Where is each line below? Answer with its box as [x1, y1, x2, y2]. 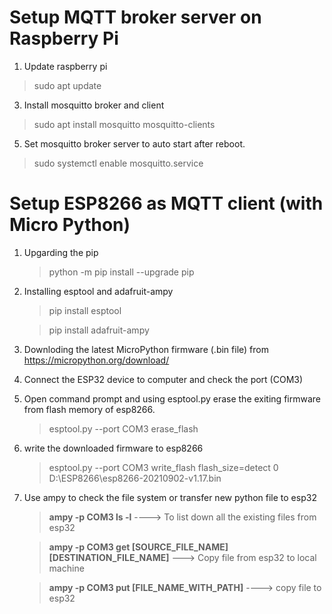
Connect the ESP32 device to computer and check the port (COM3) [23, 373, 304, 385]
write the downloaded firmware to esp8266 [23, 442, 204, 454]
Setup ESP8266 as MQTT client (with [9, 192, 324, 215]
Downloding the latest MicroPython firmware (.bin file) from [23, 343, 269, 355]
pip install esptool [48, 304, 122, 316]
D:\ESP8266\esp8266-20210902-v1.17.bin [48, 472, 222, 484]
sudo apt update [33, 79, 102, 91]
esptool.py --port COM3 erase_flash [48, 422, 199, 435]
